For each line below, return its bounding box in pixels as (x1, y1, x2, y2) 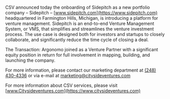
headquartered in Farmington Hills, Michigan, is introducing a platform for (5, 15, 158, 21)
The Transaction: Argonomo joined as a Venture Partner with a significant (5, 47, 158, 52)
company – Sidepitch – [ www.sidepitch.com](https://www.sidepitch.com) (5, 10, 158, 16)
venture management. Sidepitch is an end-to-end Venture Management (5, 20, 154, 26)
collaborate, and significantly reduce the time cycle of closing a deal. (5, 37, 149, 43)
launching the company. (5, 57, 56, 63)
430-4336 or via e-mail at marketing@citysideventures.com (5, 73, 131, 78)
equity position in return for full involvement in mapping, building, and (5, 52, 150, 58)
